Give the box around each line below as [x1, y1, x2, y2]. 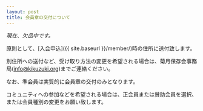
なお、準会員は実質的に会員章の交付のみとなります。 [6, 78, 139, 85]
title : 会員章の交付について [6, 14, 71, 21]
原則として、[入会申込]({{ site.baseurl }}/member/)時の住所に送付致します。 [6, 45, 196, 52]
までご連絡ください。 [60, 65, 114, 72]
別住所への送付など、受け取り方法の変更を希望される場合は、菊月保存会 [6, 57, 187, 65]
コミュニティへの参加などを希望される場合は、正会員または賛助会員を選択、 [6, 90, 198, 98]
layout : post [6, 8, 39, 15]
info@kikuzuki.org [13, 65, 59, 72]
